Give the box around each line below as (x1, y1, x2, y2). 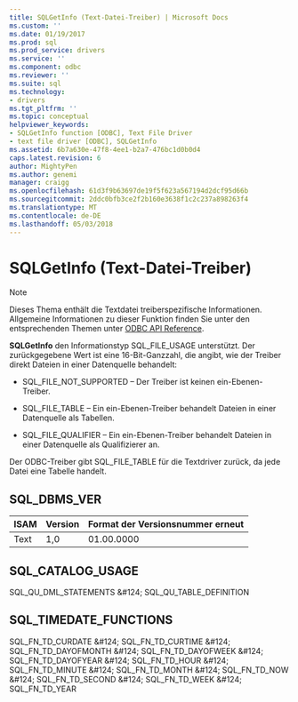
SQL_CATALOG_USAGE (9, 563, 140, 578)
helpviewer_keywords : (9, 121, 90, 130)
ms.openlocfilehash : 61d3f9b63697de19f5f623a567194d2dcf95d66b (9, 187, 249, 195)
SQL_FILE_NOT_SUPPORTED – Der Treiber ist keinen (21, 377, 215, 387)
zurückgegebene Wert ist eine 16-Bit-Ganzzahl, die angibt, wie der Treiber (9, 350, 282, 361)
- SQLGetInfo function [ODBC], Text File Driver (9, 129, 193, 138)
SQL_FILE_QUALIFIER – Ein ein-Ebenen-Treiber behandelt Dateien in (21, 430, 272, 441)
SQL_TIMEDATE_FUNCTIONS (9, 612, 173, 627)
